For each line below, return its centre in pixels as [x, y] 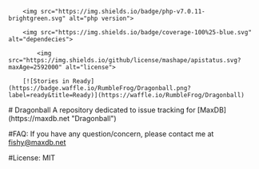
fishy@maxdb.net [37, 142]
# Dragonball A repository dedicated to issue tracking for [102, 110]
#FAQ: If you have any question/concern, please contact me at [111, 134]
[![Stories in [46, 81]
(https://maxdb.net [39, 118]
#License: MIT [32, 158]
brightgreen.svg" [37, 18]
